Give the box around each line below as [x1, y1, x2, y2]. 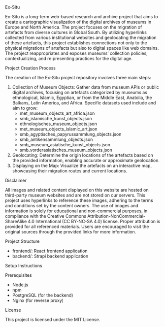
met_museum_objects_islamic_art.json [19, 126, 98, 132]
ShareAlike [5, 219, 27, 224]
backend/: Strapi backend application [12, 253, 89, 259]
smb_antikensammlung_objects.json [19, 136, 93, 142]
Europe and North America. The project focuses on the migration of [5, 24, 142, 30]
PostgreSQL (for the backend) [12, 293, 73, 298]
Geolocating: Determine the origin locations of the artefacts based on [12, 152, 154, 158]
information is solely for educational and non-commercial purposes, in [5, 208, 148, 214]
